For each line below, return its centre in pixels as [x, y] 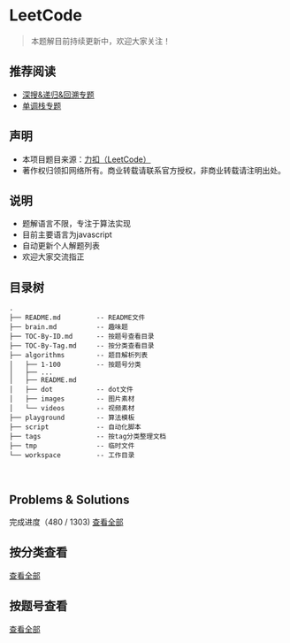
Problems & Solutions [69, 499]
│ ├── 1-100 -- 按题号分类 [75, 365]
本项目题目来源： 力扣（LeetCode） [86, 159]
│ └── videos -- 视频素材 [72, 409]
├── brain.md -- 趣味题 [69, 327]
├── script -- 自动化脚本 [75, 427]
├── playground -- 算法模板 [72, 418]
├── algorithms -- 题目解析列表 [79, 356]
